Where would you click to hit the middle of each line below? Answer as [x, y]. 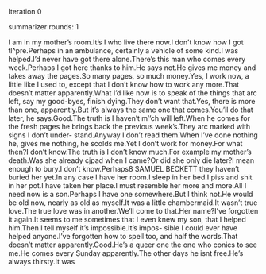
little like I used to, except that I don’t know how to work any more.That [124, 84]
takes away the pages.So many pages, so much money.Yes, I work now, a [129, 76]
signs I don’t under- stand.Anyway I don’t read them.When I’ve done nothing [133, 135]
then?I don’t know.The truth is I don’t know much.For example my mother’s [130, 152]
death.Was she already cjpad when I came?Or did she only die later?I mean [131, 160]
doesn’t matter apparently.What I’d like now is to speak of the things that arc [133, 93]
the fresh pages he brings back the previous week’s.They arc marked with [129, 127]
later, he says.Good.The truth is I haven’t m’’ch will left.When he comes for [129, 118]
